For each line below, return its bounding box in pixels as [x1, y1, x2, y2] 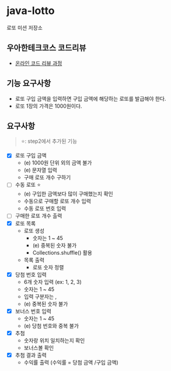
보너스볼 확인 [23, 344, 54, 351]
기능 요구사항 [6, 78, 51, 88]
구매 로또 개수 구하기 [23, 174, 71, 181]
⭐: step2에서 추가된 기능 [20, 138, 78, 145]
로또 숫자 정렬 [32, 263, 64, 270]
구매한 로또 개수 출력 [15, 212, 62, 219]
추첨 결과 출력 [15, 351, 47, 358]
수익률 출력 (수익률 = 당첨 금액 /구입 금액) [23, 359, 118, 366]
